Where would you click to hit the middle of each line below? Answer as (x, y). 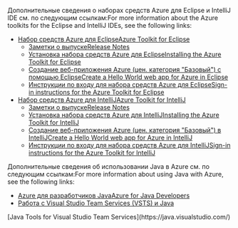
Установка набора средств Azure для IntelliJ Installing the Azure (124, 115)
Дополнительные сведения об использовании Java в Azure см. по (109, 166)
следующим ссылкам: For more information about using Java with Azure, (115, 174)
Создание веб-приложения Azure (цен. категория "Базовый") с (125, 69)
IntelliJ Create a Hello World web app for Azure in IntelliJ (110, 138)
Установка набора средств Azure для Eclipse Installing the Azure (125, 54)
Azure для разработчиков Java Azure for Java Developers (104, 196)
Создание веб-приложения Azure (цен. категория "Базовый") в (125, 130)
